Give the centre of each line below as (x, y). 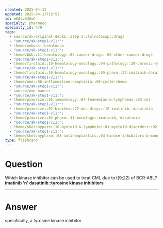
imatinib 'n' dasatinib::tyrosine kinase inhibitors (54, 183)
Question (24, 164)
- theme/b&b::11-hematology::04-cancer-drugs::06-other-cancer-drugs (81, 55)
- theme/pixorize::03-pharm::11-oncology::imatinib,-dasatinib (74, 118)
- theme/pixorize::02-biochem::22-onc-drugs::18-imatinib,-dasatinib (81, 109)
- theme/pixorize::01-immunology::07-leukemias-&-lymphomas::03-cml (80, 100)
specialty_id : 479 (24, 28)
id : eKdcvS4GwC (20, 18)
